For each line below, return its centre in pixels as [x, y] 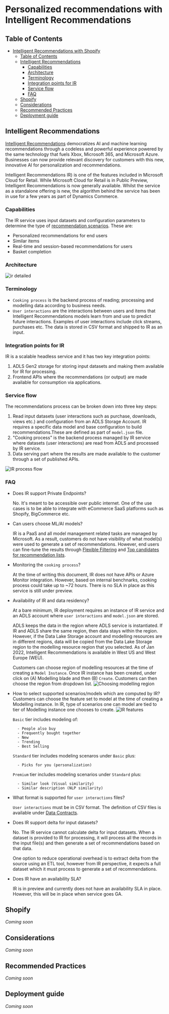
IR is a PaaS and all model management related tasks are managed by [85, 533]
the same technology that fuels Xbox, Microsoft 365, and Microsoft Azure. [82, 154]
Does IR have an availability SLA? [47, 878]
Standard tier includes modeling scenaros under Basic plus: [74, 755]
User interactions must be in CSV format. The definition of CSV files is [87, 807]
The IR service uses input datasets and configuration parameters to [75, 221]
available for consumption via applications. [57, 382]
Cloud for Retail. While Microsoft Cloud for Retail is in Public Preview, [77, 180]
